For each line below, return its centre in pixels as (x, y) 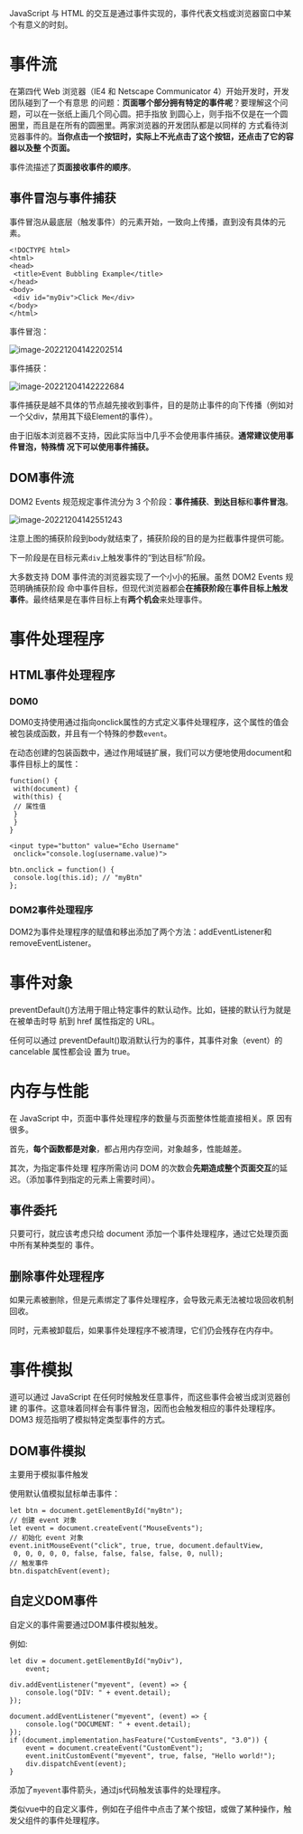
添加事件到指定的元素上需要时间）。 (94, 1179)
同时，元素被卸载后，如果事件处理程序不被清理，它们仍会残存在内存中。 (143, 1330)
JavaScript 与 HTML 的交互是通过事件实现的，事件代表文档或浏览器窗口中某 (151, 13)
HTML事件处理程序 (62, 675)
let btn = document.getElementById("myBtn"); (96, 1510)
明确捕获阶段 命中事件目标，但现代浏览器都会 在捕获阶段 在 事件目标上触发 (152, 588)
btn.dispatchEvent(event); (60, 1571)
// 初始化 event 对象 (46, 1537)
